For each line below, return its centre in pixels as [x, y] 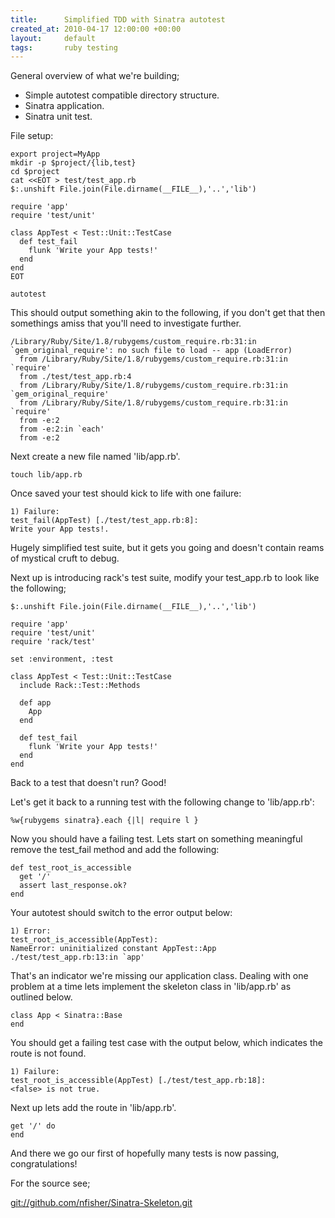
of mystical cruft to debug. [65, 558]
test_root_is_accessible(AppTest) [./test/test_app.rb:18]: [138, 1081]
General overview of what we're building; [95, 76]
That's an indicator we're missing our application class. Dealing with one [159, 976]
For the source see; [50, 1183]
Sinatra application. [64, 106]
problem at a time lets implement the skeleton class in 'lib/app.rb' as [151, 987]
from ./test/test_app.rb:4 [75, 377]
